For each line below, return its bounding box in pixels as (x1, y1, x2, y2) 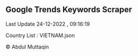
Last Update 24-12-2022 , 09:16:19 (5, 20, 90, 27)
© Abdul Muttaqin (5, 43, 50, 50)
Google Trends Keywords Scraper (5, 5, 132, 15)
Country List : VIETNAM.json (5, 32, 75, 39)
